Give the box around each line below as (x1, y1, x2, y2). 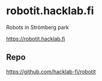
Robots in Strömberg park (6, 24, 69, 31)
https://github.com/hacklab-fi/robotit (6, 68, 96, 75)
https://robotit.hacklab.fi (6, 35, 65, 42)
